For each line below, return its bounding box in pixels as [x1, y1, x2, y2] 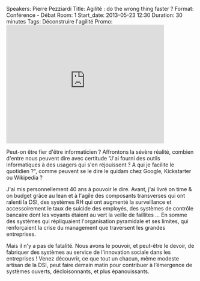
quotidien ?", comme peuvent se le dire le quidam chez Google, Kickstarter [6, 168, 192, 174]
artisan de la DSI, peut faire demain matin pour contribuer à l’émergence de [6, 262, 193, 268]
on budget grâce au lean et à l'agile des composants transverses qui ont [6, 192, 186, 199]
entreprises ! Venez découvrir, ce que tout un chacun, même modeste [6, 255, 179, 262]
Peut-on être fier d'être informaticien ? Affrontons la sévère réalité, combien [6, 148, 194, 156]
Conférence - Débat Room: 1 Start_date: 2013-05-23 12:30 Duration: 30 [6, 11, 183, 19]
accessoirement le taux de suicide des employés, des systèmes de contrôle [6, 205, 194, 212]
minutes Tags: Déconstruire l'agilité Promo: [6, 18, 113, 25]
